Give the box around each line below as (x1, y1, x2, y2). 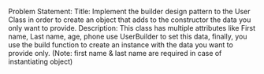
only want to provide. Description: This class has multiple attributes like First (8, 24, 256, 32)
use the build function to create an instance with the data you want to (8, 40, 234, 50)
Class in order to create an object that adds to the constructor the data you (8, 15, 251, 24)
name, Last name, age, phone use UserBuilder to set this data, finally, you (8, 31, 247, 41)
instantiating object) (8, 57, 73, 66)
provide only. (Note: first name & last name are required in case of (8, 49, 222, 57)
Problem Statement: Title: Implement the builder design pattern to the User (8, 7, 251, 16)
